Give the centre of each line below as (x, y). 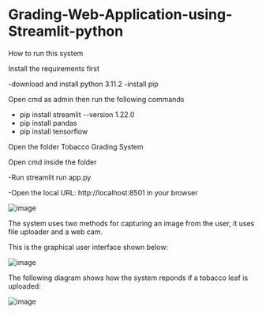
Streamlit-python (66, 31)
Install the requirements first (54, 68)
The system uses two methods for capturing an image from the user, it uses (131, 223)
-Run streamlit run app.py (50, 177)
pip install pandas (48, 123)
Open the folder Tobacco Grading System (76, 146)
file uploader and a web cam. (56, 232)
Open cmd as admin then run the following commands (96, 99)
